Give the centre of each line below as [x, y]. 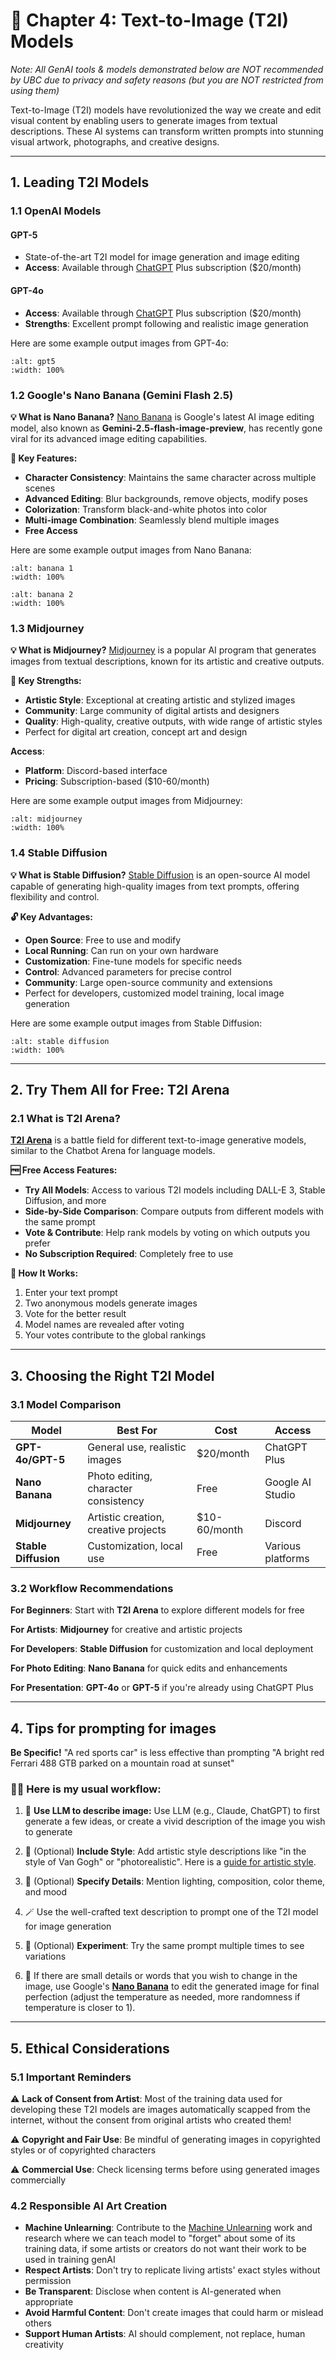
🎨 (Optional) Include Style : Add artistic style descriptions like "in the [165, 1851]
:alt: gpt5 [33, 361]
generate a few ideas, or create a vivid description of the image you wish [175, 1821]
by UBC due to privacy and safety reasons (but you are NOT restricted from [167, 80]
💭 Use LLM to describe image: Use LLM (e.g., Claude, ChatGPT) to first [172, 1811]
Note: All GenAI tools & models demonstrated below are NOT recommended [167, 69]
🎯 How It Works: [44, 1273]
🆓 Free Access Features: [64, 1170]
